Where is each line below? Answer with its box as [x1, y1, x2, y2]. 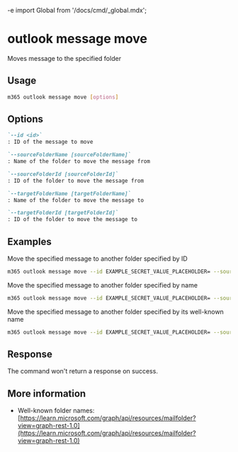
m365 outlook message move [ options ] [7, 94, 119, 101]
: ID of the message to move [7, 138, 93, 146]
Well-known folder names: [17, 407, 95, 415]
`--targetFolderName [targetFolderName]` [7, 190, 132, 197]
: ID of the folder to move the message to [7, 216, 138, 223]
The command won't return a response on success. [7, 367, 158, 375]
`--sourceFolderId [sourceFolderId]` [7, 170, 119, 178]
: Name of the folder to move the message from [7, 158, 151, 165]
